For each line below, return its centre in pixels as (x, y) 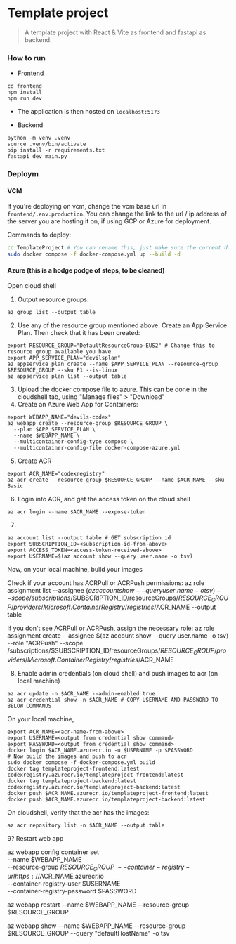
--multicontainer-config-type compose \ (73, 442)
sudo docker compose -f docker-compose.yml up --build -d (94, 254)
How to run (26, 58)
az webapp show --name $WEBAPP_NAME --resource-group (97, 926)
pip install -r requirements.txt (56, 150)
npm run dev (25, 99)
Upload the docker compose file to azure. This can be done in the (112, 389)
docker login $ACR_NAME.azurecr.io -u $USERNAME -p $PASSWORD (100, 750)
